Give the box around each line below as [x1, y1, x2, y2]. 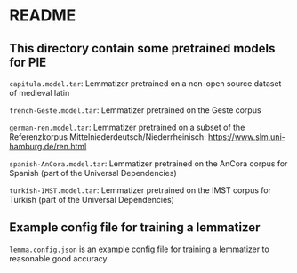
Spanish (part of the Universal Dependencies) [9, 168, 177, 178]
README [9, 5, 76, 26]
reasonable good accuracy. [9, 253, 109, 263]
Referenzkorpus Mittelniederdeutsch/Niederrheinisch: [9, 132, 206, 142]
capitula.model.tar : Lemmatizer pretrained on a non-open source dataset [9, 78, 282, 89]
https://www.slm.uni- [207, 132, 286, 142]
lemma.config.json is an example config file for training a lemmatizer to [9, 244, 269, 254]
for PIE [9, 54, 47, 69]
